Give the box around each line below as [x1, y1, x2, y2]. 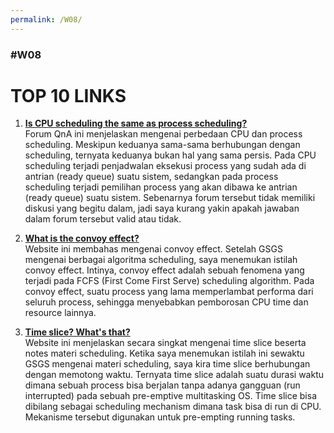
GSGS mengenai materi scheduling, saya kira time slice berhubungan [24, 358, 311, 370]
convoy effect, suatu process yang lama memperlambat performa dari [24, 286, 314, 298]
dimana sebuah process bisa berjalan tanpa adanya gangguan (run [24, 379, 301, 391]
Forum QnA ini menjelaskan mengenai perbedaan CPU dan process [24, 128, 303, 140]
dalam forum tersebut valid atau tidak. [24, 213, 182, 225]
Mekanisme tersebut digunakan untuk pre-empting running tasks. [24, 411, 296, 423]
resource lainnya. [24, 307, 97, 319]
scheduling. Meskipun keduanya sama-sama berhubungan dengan [24, 139, 301, 151]
